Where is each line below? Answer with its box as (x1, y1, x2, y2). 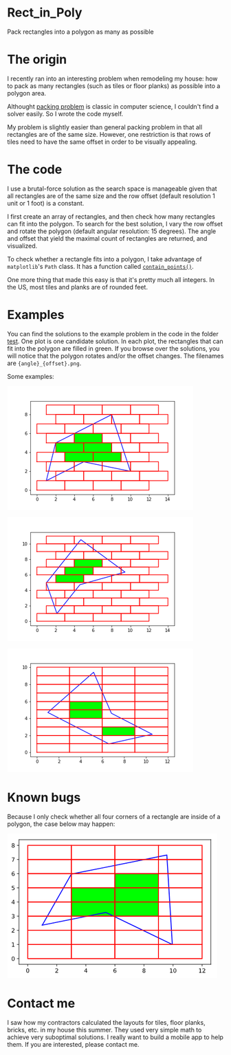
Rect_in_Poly (7, 5, 82, 21)
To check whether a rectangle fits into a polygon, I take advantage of (7, 254, 203, 263)
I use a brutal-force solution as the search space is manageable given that (7, 184, 218, 193)
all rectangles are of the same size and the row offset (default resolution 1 (7, 191, 215, 200)
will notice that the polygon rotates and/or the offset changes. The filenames (7, 351, 224, 360)
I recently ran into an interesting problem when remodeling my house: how (7, 74, 218, 83)
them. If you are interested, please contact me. (7, 1040, 140, 1048)
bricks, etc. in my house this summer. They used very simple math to (7, 1025, 202, 1034)
